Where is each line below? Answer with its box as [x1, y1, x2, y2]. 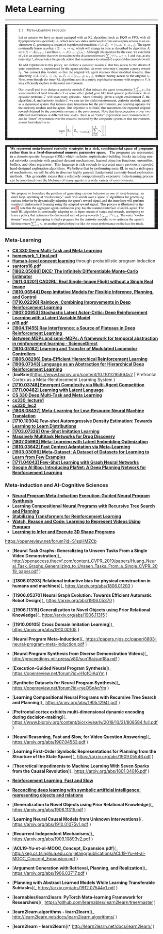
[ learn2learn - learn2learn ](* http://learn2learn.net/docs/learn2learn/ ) [12, 923, 155, 929]
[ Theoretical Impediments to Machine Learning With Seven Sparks [12, 763, 149, 769]
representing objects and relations [12, 792, 83, 798]
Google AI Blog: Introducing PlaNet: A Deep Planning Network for [12, 464, 147, 470]
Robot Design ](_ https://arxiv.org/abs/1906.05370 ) [12, 598, 115, 604]
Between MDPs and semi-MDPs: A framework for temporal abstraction [12, 335, 158, 341]
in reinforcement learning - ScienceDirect [12, 340, 98, 346]
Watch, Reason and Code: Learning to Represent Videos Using [12, 519, 141, 524]
